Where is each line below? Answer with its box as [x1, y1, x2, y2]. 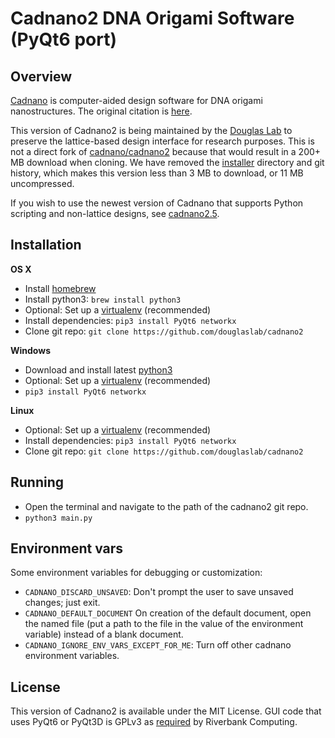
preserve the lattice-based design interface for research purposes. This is [10, 135, 315, 147]
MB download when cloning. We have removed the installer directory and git [10, 157, 325, 168]
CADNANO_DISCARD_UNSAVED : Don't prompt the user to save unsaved [24, 586, 294, 598]
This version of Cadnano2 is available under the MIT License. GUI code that [10, 705, 322, 717]
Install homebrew [24, 282, 97, 294]
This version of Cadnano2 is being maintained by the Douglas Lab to [10, 125, 293, 136]
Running [10, 474, 65, 491]
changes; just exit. [24, 597, 101, 609]
